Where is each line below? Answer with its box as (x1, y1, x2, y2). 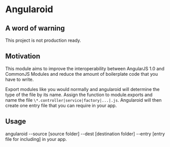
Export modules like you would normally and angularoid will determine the (5, 86, 160, 92)
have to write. (5, 76, 34, 82)
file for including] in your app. (5, 136, 67, 142)
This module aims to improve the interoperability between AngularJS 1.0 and (5, 65, 165, 72)
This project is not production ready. (5, 37, 81, 43)
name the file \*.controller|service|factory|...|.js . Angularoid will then (5, 97, 162, 103)
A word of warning (5, 24, 65, 33)
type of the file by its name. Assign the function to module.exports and (5, 92, 153, 98)
